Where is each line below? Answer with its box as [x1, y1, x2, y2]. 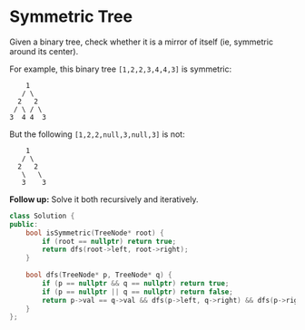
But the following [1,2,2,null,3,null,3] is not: [9, 129, 185, 140]
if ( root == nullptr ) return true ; [42, 237, 177, 246]
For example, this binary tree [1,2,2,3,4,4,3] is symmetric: [9, 63, 232, 74]
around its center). [9, 45, 79, 56]
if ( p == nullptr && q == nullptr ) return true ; [42, 278, 230, 287]
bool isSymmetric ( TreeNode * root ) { [25, 228, 165, 238]
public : [9, 219, 39, 228]
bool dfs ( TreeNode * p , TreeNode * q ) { [25, 270, 172, 280]
